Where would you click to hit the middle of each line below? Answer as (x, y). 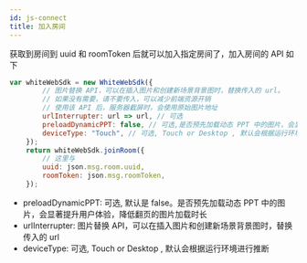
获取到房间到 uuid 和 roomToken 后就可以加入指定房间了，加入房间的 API (147, 53)
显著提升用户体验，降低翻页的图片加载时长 (127, 214)
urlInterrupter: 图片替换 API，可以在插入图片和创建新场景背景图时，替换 (158, 226)
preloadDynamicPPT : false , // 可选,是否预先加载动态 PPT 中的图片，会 (169, 124)
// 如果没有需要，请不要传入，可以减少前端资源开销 (127, 100)
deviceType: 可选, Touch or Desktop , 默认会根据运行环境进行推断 (146, 248)
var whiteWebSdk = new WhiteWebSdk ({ (81, 82)
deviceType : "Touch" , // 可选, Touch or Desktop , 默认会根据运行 (165, 133)
